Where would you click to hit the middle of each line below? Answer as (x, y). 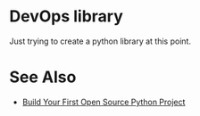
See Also (43, 77)
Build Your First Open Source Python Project (104, 102)
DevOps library (66, 17)
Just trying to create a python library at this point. (100, 41)
